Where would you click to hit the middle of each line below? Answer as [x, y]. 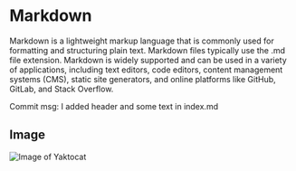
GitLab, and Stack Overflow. [62, 89]
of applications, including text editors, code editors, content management [146, 70]
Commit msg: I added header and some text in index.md [114, 106]
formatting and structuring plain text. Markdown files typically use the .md [148, 50]
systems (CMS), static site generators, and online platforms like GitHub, [143, 79]
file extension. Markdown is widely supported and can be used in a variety [148, 60]
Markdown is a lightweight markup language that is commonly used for [142, 41]
